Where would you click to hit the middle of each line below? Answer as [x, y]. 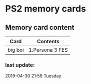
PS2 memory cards [46, 9]
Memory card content [40, 27]
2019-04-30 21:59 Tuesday [33, 76]
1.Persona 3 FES [48, 50]
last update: [20, 65]
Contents [48, 41]
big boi [16, 50]
